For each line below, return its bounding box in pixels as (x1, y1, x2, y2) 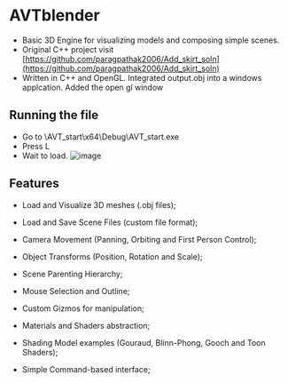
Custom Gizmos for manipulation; (21, 303, 144, 314)
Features (9, 176, 59, 191)
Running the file (9, 108, 99, 123)
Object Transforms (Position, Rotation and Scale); (21, 251, 203, 262)
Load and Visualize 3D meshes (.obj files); (21, 199, 176, 210)
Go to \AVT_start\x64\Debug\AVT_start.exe (21, 131, 180, 142)
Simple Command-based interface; (21, 363, 151, 374)
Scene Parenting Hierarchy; (21, 268, 123, 279)
